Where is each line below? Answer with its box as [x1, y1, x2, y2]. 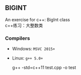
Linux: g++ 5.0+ [12, 55, 43, 61]
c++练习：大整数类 [5, 22, 43, 28]
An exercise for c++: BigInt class [5, 16, 70, 22]
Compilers [5, 35, 30, 42]
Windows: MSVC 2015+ [12, 46, 55, 52]
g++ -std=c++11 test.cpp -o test [12, 65, 76, 71]
